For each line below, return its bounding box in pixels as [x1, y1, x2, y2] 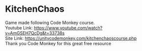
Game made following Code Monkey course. [5, 20, 95, 25]
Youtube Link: [5, 25, 33, 30]
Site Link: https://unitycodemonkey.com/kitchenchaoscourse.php [5, 35, 137, 41]
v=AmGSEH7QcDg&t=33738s [5, 30, 65, 36]
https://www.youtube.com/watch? [33, 25, 103, 30]
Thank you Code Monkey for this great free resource [5, 40, 112, 46]
